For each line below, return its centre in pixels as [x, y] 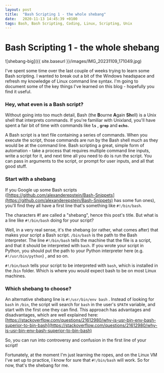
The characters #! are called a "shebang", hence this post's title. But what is [82, 215]
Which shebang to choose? [38, 288]
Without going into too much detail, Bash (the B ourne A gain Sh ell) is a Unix [81, 115]
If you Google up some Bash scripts [41, 190]
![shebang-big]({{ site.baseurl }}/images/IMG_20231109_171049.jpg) [73, 61]
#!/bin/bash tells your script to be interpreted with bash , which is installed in [82, 265]
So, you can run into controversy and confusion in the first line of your [76, 340]
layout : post [18, 10]
